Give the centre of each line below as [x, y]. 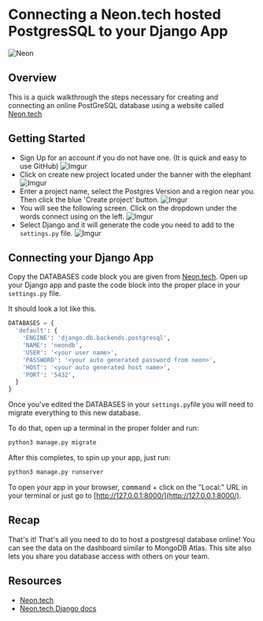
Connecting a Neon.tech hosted [115, 15]
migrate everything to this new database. [75, 413]
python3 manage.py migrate [52, 443]
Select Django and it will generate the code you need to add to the [127, 224]
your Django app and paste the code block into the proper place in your [124, 285]
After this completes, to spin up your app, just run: [89, 458]
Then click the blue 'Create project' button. [89, 200]
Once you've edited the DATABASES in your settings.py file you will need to [131, 405]
